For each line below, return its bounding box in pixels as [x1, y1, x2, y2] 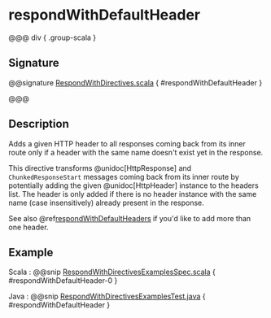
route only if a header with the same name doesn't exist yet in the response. [8, 147, 264, 157]
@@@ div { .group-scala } [8, 33, 97, 42]
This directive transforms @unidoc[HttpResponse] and [8, 163, 192, 172]
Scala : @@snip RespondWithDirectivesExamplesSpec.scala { [8, 267, 216, 277]
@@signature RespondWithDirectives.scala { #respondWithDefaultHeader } [8, 77, 263, 87]
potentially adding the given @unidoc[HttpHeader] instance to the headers [8, 181, 259, 190]
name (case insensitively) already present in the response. [8, 198, 205, 207]
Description [8, 117, 69, 131]
